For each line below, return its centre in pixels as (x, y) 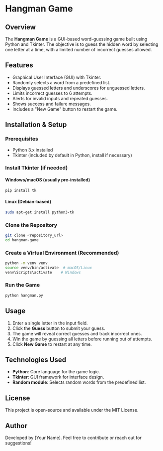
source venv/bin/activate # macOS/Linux (49, 268)
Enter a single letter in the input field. (50, 323)
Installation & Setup (36, 125)
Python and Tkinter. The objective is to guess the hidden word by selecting (82, 44)
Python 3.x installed (33, 150)
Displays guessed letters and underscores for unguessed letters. (79, 88)
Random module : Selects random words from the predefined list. (79, 382)
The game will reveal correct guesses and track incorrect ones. (77, 333)
